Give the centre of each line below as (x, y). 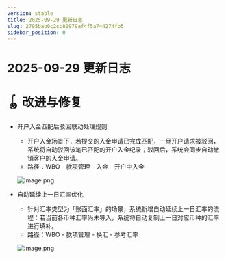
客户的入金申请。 (58, 159)
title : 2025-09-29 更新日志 (45, 20)
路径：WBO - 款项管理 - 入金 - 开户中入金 (86, 167)
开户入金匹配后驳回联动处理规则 (62, 126)
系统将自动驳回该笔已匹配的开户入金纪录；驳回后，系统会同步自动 (120, 150)
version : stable (30, 13)
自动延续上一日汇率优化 (50, 195)
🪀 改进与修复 (45, 102)
